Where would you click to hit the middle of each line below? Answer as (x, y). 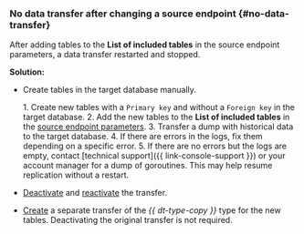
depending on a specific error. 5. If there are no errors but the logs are (155, 146)
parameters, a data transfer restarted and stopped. (105, 55)
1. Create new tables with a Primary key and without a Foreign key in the (158, 107)
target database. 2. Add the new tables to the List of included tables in (156, 117)
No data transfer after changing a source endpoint (123, 14)
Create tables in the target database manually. (109, 90)
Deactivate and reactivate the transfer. (94, 193)
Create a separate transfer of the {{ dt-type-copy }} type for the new (152, 210)
